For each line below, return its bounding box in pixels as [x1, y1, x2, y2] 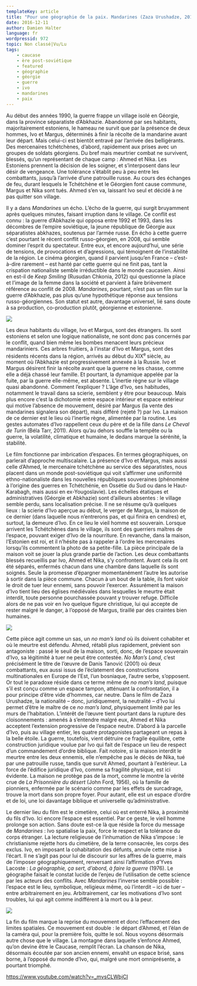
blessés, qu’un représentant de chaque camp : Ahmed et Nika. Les [6, 155, 167, 162]
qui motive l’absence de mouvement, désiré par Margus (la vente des [6, 402, 173, 409]
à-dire [6, 260, 21, 267]
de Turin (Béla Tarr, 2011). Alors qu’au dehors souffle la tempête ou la [6, 427, 173, 434]
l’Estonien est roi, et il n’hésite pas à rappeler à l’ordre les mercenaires [6, 538, 175, 545]
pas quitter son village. [6, 193, 62, 200]
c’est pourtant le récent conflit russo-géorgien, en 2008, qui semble [6, 235, 170, 242]
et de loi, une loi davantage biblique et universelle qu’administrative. [6, 797, 170, 804]
